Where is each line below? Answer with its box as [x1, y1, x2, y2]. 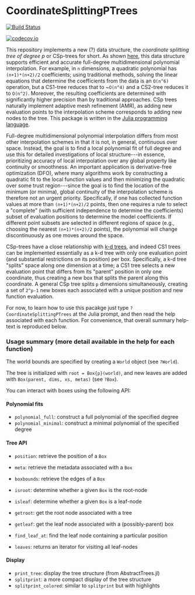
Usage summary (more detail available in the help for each [6, 337, 175, 346]
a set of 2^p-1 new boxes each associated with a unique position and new [6, 286, 183, 293]
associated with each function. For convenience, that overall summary [6, 316, 175, 323]
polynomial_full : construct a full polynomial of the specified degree [14, 413, 179, 420]
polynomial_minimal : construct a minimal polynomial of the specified [14, 420, 179, 427]
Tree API [6, 439, 27, 446]
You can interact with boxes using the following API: [6, 387, 131, 394]
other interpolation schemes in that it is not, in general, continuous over [6, 138, 178, 145]
